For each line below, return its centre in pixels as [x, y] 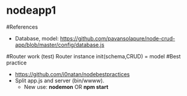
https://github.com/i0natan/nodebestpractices [72, 74]
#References [22, 27]
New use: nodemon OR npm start [66, 86]
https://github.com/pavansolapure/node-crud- [118, 38]
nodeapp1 [31, 10]
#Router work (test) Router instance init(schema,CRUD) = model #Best [93, 56]
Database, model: [37, 38]
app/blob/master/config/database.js [60, 45]
